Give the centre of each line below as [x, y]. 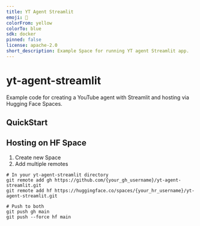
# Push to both [25, 206]
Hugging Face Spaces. [35, 103]
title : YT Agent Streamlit [40, 12]
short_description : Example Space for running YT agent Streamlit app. [98, 51]
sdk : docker [21, 34]
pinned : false [24, 40]
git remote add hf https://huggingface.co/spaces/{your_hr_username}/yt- [101, 191]
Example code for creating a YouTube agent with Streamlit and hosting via [98, 97]
